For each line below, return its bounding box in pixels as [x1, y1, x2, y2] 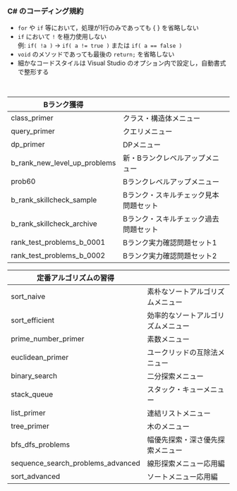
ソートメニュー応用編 [147, 472, 219, 482]
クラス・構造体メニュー [122, 114, 201, 123]
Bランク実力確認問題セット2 [122, 251, 217, 261]
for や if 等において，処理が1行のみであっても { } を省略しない [17, 23, 199, 32]
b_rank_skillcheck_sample [11, 195, 97, 205]
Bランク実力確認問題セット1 [122, 238, 217, 248]
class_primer [11, 113, 54, 123]
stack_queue [11, 389, 54, 399]
